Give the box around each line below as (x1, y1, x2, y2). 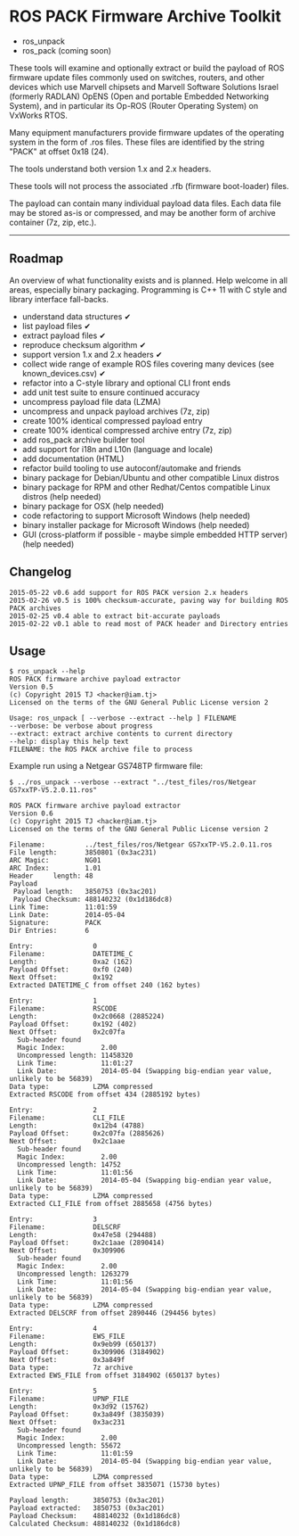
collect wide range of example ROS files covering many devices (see (21, 359, 275, 369)
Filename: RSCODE (9, 1004, 117, 1013)
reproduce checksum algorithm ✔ (21, 339, 147, 350)
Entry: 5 (9, 1387, 98, 1396)
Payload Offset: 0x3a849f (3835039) (9, 1410, 166, 1419)
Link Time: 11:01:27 (17, 1059, 133, 1068)
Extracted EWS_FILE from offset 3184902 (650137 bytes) (9, 1371, 221, 1380)
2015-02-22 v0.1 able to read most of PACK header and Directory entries (9, 619, 289, 628)
